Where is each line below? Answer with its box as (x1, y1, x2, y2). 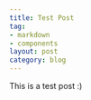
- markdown (9, 30, 50, 39)
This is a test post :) (9, 81, 83, 91)
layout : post (9, 47, 59, 56)
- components (9, 38, 59, 48)
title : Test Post (9, 13, 75, 23)
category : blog (9, 55, 67, 65)
